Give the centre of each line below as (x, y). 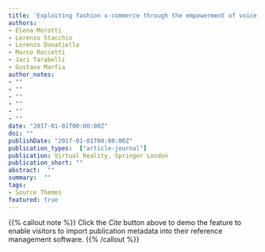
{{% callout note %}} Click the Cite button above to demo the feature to (125, 222)
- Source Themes (35, 192)
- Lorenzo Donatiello (44, 45)
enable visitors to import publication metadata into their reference (115, 231)
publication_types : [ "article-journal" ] (78, 148)
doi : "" (21, 133)
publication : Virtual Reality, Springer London (88, 155)
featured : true (33, 200)
